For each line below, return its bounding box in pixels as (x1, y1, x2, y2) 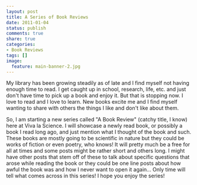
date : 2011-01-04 (6, 19, 49, 25)
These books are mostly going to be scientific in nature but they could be (6, 135, 185, 142)
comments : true (6, 31, 44, 37)
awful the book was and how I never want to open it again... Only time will (6, 166, 186, 173)
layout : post (6, 8, 38, 15)
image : (6, 58, 22, 64)
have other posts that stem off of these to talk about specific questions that (6, 154, 190, 161)
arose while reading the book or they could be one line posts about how (6, 160, 182, 167)
